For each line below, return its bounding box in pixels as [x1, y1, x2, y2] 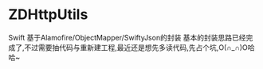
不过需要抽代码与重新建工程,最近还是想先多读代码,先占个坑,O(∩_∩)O [24, 42, 249, 52]
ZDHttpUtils [8, 6, 88, 24]
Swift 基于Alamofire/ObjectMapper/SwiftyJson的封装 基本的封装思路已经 [8, 33, 246, 42]
